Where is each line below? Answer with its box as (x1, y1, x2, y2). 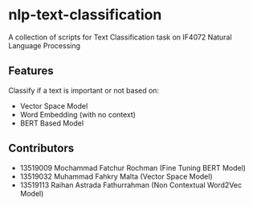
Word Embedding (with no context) (19, 109, 137, 119)
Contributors (8, 142, 75, 155)
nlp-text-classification (8, 6, 162, 24)
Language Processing (8, 40, 81, 50)
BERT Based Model (19, 118, 84, 128)
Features (8, 64, 54, 78)
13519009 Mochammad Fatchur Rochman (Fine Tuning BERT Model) (19, 163, 247, 172)
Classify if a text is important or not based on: (8, 85, 159, 95)
